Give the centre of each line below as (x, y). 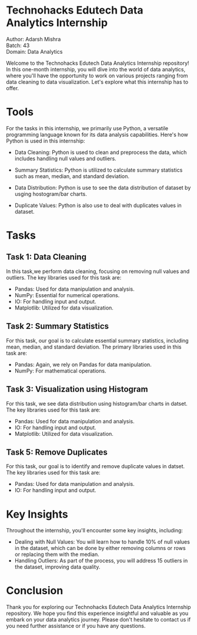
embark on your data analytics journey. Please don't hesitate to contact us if (98, 620)
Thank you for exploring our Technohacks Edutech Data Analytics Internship (98, 607)
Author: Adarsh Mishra (34, 39)
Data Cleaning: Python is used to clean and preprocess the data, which (101, 152)
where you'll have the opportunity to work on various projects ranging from (97, 75)
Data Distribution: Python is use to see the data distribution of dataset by (103, 187)
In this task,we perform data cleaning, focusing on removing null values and (98, 271)
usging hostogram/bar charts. (51, 194)
